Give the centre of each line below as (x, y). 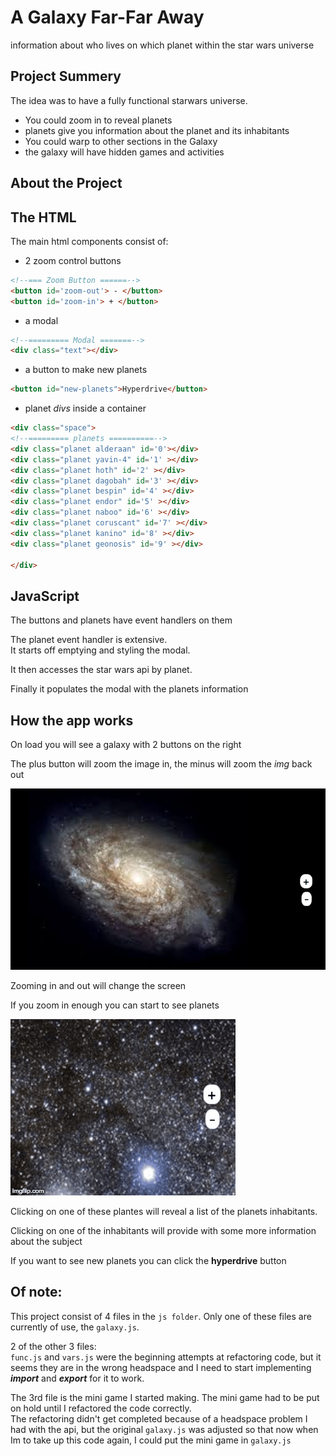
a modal (41, 320)
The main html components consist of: (89, 241)
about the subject (46, 1241)
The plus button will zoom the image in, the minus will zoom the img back (161, 764)
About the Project (66, 183)
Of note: (36, 1292)
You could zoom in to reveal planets (98, 120)
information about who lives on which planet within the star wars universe (162, 45)
